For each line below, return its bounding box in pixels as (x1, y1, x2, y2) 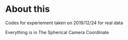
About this (5, 3, 50, 15)
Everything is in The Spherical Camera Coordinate (5, 29, 109, 35)
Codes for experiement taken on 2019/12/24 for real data (5, 20, 123, 26)
